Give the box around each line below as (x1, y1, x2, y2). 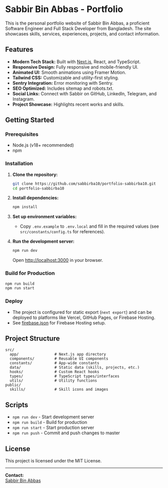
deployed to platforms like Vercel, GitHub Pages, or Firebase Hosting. (12, 314, 155, 320)
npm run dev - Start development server (12, 414, 94, 420)
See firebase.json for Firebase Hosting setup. (12, 319, 106, 326)
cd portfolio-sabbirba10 (12, 186, 64, 191)
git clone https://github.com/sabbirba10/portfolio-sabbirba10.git (12, 181, 156, 186)
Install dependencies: (12, 195, 59, 201)
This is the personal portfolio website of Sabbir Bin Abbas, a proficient (5, 20, 149, 26)
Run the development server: (12, 238, 75, 244)
